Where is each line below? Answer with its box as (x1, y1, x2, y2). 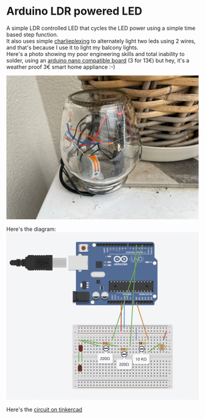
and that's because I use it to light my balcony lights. (6, 44, 138, 51)
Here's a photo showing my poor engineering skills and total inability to (6, 50, 185, 57)
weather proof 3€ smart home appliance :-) (6, 63, 116, 71)
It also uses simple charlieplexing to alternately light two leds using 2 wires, (6, 37, 196, 44)
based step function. (6, 30, 59, 38)
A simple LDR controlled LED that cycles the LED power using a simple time (6, 24, 196, 32)
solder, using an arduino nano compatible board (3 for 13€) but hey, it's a (6, 57, 190, 64)
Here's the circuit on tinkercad (6, 406, 82, 414)
